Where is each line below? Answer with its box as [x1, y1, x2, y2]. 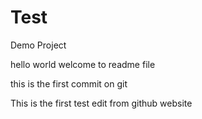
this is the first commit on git [10, 77, 128, 90]
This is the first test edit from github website [10, 97, 193, 109]
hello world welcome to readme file [10, 58, 156, 70]
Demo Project [10, 39, 67, 51]
